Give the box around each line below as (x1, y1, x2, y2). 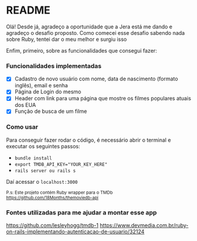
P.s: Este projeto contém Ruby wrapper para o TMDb (6, 190, 113, 196)
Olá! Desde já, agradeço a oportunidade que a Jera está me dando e (6, 23, 173, 30)
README (6, 4, 51, 17)
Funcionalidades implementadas (6, 61, 102, 70)
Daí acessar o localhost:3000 (6, 178, 78, 185)
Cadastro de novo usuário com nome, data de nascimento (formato (14, 75, 178, 83)
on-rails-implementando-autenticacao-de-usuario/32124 (6, 228, 145, 235)
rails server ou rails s (14, 168, 76, 174)
